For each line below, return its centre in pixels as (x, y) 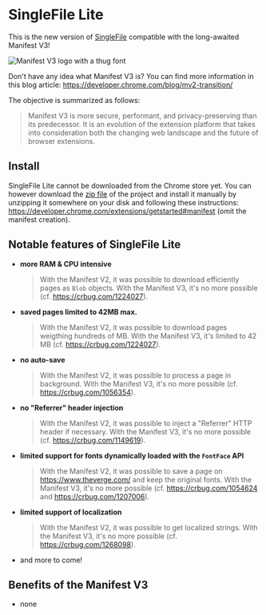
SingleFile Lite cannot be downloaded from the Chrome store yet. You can (130, 185)
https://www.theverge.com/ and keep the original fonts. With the (146, 479)
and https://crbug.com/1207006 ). (95, 496)
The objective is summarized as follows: (74, 100)
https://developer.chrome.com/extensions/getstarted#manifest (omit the (127, 211)
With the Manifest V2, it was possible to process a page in (135, 375)
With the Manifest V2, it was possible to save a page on (131, 471)
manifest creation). (39, 219)
